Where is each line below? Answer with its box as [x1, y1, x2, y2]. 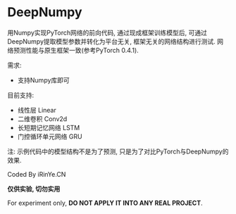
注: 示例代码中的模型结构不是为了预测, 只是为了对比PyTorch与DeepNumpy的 [7, 147, 229, 156]
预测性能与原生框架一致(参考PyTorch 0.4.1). [13, 46, 139, 54]
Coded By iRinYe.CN [7, 170, 66, 178]
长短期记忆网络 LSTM [17, 123, 80, 132]
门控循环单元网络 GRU [17, 132, 82, 141]
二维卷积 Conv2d [17, 114, 68, 123]
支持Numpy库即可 [17, 75, 70, 84]
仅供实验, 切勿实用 [7, 184, 61, 193]
